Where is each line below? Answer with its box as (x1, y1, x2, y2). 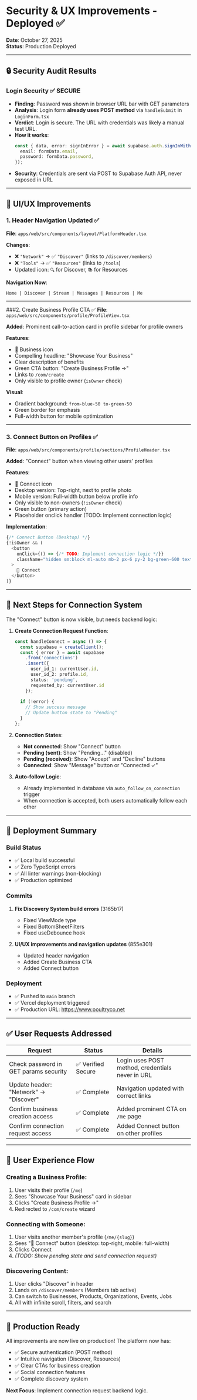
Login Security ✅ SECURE (6, 87, 81, 95)
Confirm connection (9, 1121, 64, 1130)
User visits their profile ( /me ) (14, 1186, 83, 1194)
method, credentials (116, 1064, 172, 1072)
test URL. (14, 125, 37, 132)
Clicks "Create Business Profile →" (14, 1199, 98, 1206)
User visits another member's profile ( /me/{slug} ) (14, 1233, 135, 1240)
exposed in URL (14, 176, 53, 183)
